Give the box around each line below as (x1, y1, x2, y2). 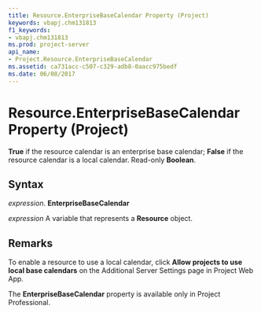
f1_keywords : (8, 26, 51, 34)
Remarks (8, 237, 53, 250)
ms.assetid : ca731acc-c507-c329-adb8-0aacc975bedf (8, 63, 178, 71)
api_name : (8, 48, 41, 56)
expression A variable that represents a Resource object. (8, 214, 193, 223)
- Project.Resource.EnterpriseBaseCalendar (8, 56, 153, 64)
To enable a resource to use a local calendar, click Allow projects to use (8, 257, 243, 267)
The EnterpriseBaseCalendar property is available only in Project (8, 289, 221, 299)
